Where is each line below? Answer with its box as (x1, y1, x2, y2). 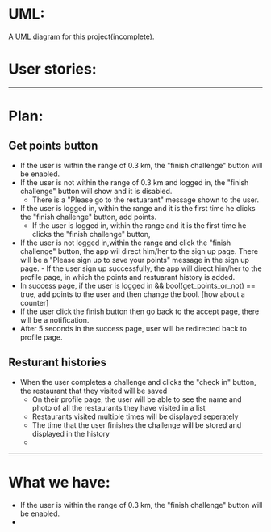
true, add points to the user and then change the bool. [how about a (19, 289, 246, 299)
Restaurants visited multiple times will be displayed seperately (31, 412, 239, 421)
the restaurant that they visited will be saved (19, 386, 168, 395)
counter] (19, 298, 49, 307)
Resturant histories (8, 356, 107, 369)
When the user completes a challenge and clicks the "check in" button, (19, 377, 256, 386)
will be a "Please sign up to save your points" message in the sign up (19, 255, 250, 264)
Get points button (8, 139, 98, 153)
